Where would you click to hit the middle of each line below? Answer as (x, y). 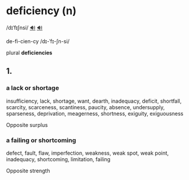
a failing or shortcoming (41, 140)
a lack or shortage (32, 88)
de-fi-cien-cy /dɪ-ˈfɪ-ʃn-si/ (38, 41)
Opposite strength (28, 171)
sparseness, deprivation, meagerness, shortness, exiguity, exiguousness (95, 113)
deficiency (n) (41, 11)
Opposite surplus (27, 125)
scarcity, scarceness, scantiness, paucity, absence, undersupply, (86, 107)
